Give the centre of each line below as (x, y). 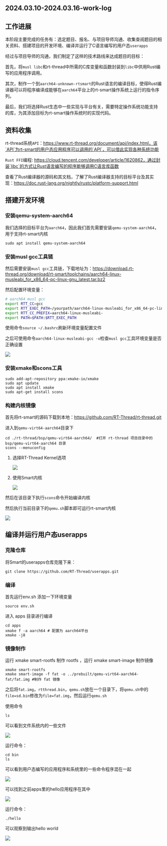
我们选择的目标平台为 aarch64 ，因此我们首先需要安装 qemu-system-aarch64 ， (82, 227)
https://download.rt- (113, 268)
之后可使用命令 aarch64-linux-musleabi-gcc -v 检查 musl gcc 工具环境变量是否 (83, 338)
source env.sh (20, 606)
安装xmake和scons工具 (34, 368)
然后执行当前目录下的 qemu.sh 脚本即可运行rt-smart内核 (60, 508)
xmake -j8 (15, 635)
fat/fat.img (17, 680)
